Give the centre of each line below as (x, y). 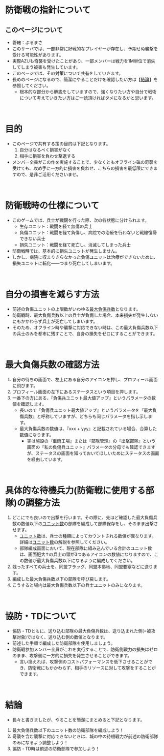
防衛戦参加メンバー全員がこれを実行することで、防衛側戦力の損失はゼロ (85, 649)
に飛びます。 (25, 385)
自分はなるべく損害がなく (45, 150)
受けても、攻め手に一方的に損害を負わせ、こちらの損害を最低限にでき (83, 168)
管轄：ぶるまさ (27, 43)
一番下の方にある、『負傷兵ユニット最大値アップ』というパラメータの (82, 398)
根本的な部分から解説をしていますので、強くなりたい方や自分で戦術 (88, 92)
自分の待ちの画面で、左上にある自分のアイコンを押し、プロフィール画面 (85, 379)
